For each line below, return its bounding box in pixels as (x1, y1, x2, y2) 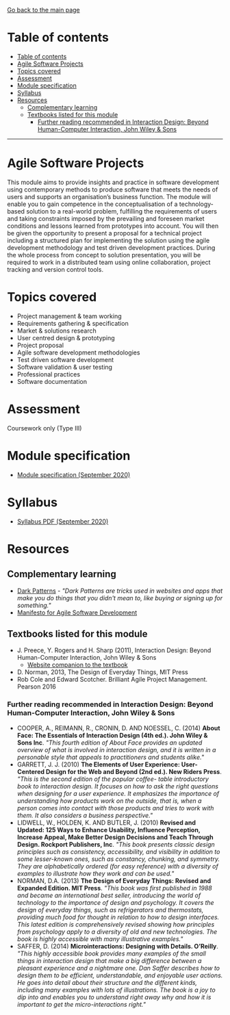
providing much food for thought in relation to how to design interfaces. (16, 913, 220, 921)
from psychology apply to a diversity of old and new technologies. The (16, 927, 218, 936)
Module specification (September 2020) (16, 470, 131, 478)
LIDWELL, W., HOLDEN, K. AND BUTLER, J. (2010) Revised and (16, 818, 196, 827)
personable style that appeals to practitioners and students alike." (16, 753, 204, 761)
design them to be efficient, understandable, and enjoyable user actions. (16, 971, 223, 979)
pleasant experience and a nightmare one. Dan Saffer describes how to (16, 964, 220, 972)
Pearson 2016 (16, 682, 56, 691)
